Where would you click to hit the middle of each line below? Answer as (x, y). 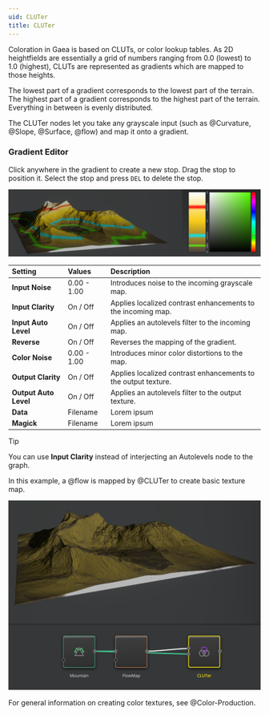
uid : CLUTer (28, 17)
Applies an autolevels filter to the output (176, 392)
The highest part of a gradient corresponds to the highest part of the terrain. (134, 99)
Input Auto (30, 322)
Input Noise (32, 287)
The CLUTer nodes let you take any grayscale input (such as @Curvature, (130, 123)
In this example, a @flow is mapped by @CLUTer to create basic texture (127, 480)
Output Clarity (36, 378)
